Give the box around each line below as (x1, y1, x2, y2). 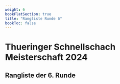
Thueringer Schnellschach (5, 42, 116, 52)
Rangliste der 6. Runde (5, 71, 76, 79)
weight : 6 (5, 7, 25, 12)
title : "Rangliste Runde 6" (5, 16, 63, 21)
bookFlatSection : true (5, 12, 51, 17)
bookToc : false (5, 20, 36, 26)
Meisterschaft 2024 (5, 52, 88, 63)
